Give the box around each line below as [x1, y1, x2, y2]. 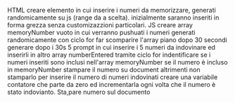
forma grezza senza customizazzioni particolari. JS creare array [7, 21, 193, 29]
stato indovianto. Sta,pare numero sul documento [7, 88, 151, 96]
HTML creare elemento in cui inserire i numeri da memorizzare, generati [7, 6, 216, 14]
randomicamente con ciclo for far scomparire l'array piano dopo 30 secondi [7, 36, 227, 44]
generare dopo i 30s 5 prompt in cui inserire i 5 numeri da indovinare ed [7, 43, 216, 51]
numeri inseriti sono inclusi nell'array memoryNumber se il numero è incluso [7, 58, 228, 66]
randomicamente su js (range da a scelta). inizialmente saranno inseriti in [7, 13, 220, 22]
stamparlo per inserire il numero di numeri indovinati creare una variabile [7, 73, 218, 81]
